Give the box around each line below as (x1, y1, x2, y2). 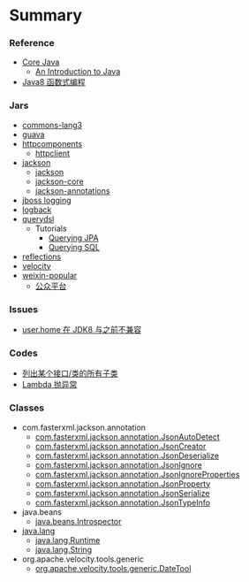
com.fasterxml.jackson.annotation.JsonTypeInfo (34, 497, 210, 508)
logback (21, 204, 52, 215)
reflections (21, 251, 62, 262)
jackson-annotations (34, 185, 110, 195)
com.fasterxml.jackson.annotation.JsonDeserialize (34, 450, 219, 461)
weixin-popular (21, 270, 78, 280)
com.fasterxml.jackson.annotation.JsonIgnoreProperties (34, 469, 240, 479)
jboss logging (21, 195, 72, 205)
